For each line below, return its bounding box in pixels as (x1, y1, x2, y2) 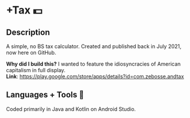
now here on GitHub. (6, 49, 56, 56)
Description (6, 27, 50, 37)
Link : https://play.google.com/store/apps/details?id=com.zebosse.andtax (6, 73, 184, 80)
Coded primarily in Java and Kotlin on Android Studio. (6, 105, 136, 112)
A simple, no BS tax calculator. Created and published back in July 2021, (6, 43, 182, 50)
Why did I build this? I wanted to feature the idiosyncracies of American (6, 60, 181, 68)
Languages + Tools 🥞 (6, 90, 84, 100)
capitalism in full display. (6, 67, 66, 73)
